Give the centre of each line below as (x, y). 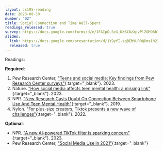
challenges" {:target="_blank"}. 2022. (49, 114)
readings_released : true (30, 28)
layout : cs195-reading (28, 9)
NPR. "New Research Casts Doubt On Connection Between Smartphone (84, 98)
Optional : (15, 123)
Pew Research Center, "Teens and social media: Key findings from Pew (83, 78)
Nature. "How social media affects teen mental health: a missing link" (81, 88)
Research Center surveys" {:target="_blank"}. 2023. (64, 83)
